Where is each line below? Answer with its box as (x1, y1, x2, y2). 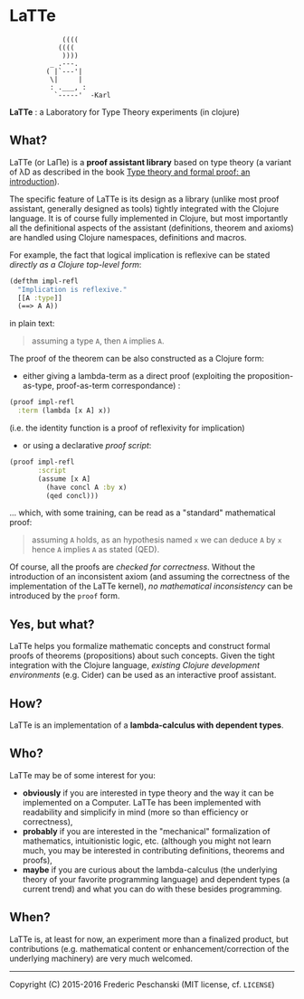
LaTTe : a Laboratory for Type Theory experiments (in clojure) (9, 106, 240, 118)
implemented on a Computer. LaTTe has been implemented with (22, 796, 261, 807)
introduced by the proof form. (9, 590, 120, 601)
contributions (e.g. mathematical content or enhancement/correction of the (9, 943, 290, 954)
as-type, (22, 381, 54, 391)
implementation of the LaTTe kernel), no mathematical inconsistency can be (9, 580, 293, 592)
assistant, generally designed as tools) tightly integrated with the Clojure (9, 203, 280, 213)
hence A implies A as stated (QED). (31, 544, 160, 555)
